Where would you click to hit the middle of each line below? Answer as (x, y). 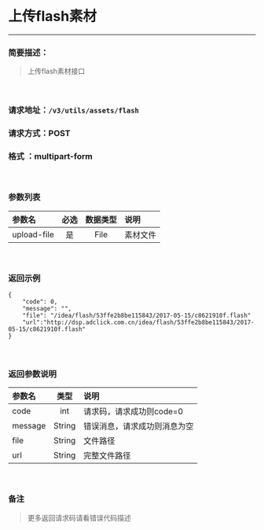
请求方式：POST (39, 134)
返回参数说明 (33, 374)
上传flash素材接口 (56, 72)
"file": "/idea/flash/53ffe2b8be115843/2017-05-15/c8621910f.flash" (137, 315)
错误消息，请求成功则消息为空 (139, 426)
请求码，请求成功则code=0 (133, 411)
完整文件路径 (107, 456)
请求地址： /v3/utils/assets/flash (73, 110)
